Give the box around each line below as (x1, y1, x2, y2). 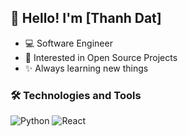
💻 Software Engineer (24, 37, 113, 49)
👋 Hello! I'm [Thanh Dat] (10, 10, 162, 27)
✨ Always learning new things (24, 62, 149, 74)
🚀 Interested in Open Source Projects (24, 51, 178, 63)
